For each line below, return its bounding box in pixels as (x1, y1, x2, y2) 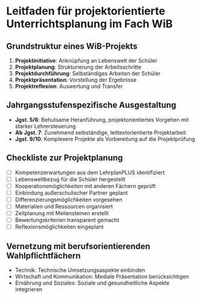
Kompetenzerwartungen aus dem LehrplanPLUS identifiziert (14, 169, 165, 176)
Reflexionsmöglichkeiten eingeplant (14, 223, 104, 230)
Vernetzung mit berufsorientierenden (6, 241, 151, 251)
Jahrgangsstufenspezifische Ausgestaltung (6, 100, 177, 110)
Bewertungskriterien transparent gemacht (14, 216, 120, 224)
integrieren (14, 286, 43, 293)
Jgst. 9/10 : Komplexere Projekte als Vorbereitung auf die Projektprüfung (14, 135, 195, 142)
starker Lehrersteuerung (14, 122, 76, 130)
